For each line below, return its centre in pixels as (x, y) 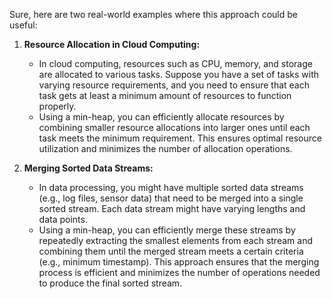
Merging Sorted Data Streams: (88, 168)
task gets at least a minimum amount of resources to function (165, 95)
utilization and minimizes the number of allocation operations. (165, 148)
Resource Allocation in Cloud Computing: (112, 44)
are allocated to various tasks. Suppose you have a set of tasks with (179, 74)
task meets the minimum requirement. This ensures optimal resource (180, 138)
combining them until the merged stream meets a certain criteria (171, 251)
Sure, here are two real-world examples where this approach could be (153, 14)
